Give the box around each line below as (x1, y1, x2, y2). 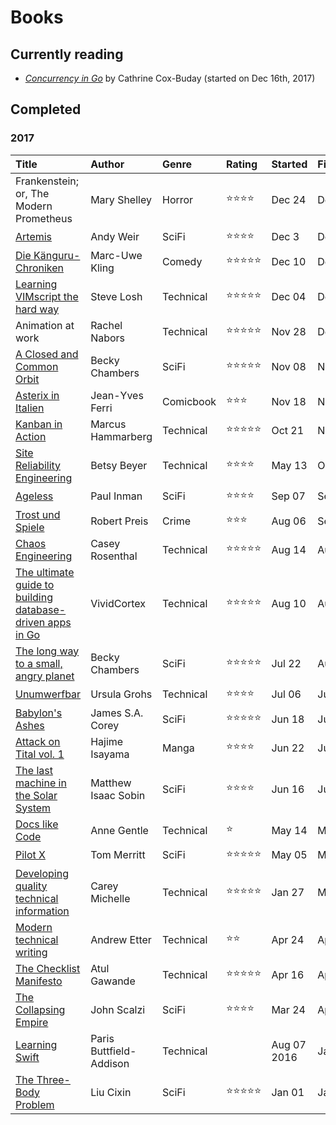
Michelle (90, 891, 131, 905)
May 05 (271, 848, 308, 862)
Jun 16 (271, 782, 305, 796)
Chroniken (15, 261, 65, 275)
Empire (15, 1015, 49, 1029)
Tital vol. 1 (15, 747, 65, 761)
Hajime (90, 734, 124, 748)
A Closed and (15, 347, 79, 361)
